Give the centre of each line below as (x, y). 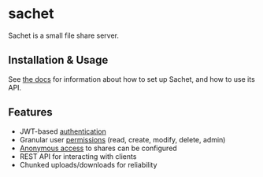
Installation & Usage (58, 60)
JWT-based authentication (63, 131)
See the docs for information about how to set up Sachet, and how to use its (132, 79)
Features (30, 112)
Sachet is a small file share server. (64, 35)
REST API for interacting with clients (78, 156)
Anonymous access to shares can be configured (98, 148)
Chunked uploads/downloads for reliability (88, 164)
